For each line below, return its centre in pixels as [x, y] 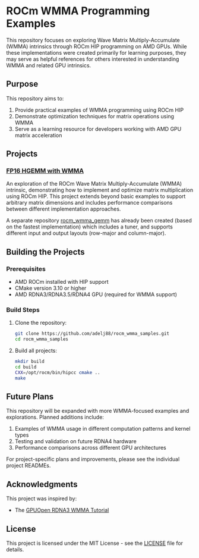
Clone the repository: [41, 323]
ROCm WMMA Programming [78, 11]
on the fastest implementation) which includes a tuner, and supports [90, 227]
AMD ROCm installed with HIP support [61, 282]
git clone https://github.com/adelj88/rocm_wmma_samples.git [92, 334]
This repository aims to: [35, 98]
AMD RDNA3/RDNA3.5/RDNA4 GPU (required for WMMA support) [96, 294]
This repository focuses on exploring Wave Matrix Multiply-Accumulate [93, 40]
